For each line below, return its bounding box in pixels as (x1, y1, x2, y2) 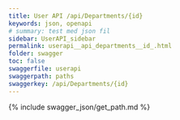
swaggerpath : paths (8, 72, 75, 80)
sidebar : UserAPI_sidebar (8, 34, 96, 43)
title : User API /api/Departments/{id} (8, 11, 144, 20)
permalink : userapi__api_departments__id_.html (8, 42, 173, 50)
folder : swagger (8, 49, 63, 58)
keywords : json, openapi (8, 19, 92, 28)
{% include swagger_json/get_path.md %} (8, 102, 151, 112)
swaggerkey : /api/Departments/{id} (8, 79, 129, 88)
